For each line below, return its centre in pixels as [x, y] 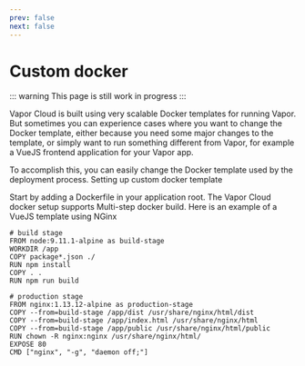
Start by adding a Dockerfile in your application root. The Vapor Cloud [140, 197]
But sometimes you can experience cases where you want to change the [146, 124]
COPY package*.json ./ [52, 257]
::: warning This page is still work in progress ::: [98, 96]
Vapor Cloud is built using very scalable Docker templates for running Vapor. [153, 114]
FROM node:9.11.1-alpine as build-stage [87, 242]
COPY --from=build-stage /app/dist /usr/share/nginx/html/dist [132, 313]
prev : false [32, 18]
